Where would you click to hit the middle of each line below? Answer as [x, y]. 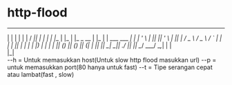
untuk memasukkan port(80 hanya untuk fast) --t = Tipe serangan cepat [110, 67]
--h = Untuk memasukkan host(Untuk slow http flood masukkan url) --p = [112, 60]
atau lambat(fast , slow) [41, 74]
